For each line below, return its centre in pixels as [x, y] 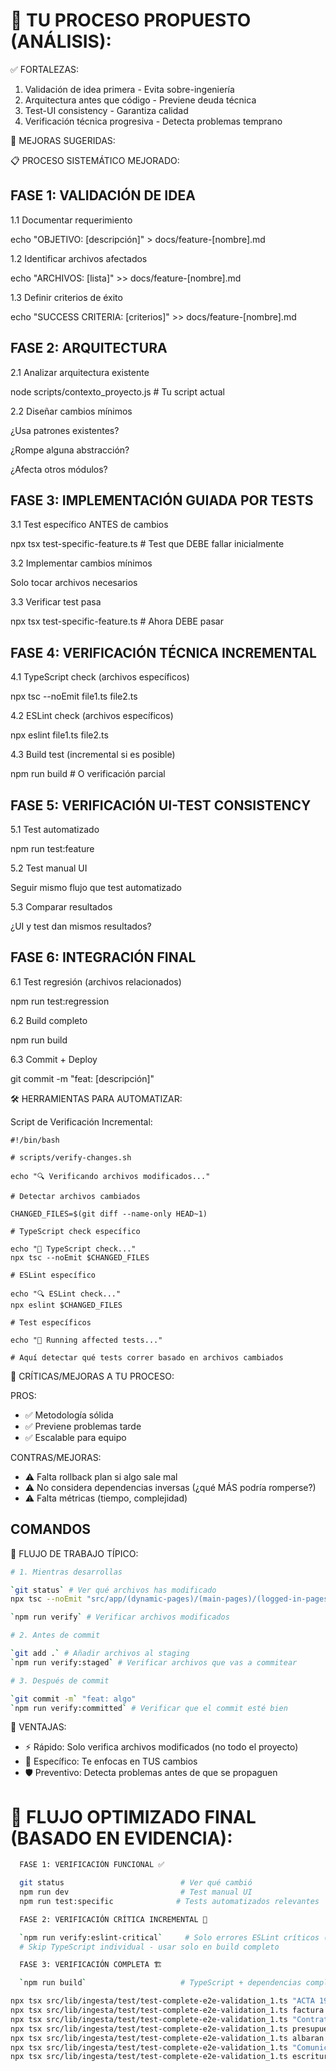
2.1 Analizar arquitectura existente [80, 372]
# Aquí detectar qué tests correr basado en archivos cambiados [147, 1357]
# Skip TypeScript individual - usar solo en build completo [149, 1947]
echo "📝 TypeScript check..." [73, 1249]
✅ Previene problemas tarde [83, 1426]
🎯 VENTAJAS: [38, 1727]
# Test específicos [51, 1322]
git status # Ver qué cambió [136, 1883]
